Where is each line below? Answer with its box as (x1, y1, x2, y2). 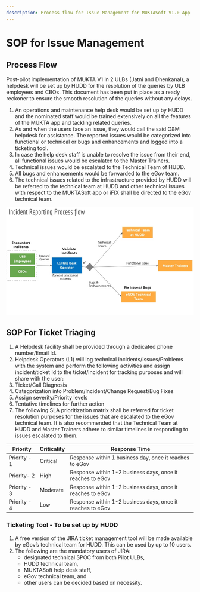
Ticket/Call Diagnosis (14, 381, 67, 388)
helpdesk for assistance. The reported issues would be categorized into (14, 131, 192, 139)
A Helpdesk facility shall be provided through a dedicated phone (14, 343, 173, 351)
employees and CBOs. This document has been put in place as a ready (6, 88, 180, 96)
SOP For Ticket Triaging (6, 327, 96, 338)
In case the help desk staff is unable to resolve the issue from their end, (14, 151, 191, 158)
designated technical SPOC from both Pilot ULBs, (23, 553, 145, 561)
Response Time (111, 445, 151, 452)
